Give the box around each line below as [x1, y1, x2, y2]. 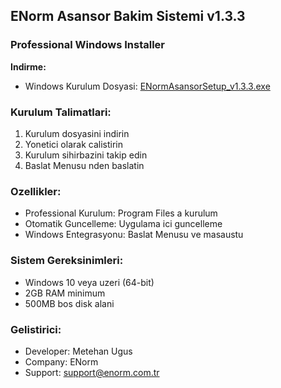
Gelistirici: [10, 322, 62, 336]
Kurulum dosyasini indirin [24, 127, 130, 139]
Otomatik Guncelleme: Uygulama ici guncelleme [24, 218, 223, 230]
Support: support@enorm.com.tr [24, 366, 160, 378]
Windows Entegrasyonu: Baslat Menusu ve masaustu [24, 229, 244, 241]
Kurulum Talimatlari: [10, 105, 112, 119]
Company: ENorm [24, 355, 99, 368]
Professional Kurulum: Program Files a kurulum [24, 207, 218, 219]
